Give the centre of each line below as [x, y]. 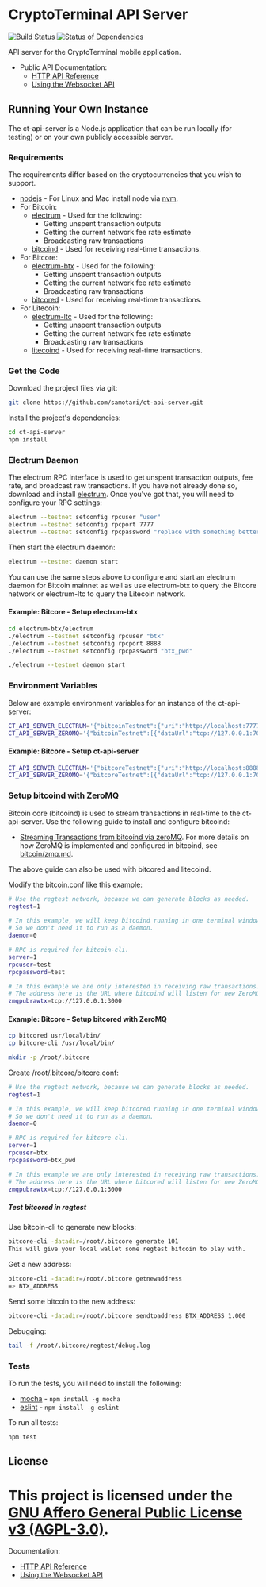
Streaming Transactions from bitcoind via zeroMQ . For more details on [134, 837]
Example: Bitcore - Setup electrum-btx [73, 612]
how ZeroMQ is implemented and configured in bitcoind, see [118, 845]
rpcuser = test [30, 965]
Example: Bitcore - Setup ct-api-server [73, 751]
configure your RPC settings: [55, 503]
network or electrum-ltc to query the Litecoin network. [97, 594]
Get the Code [34, 371]
